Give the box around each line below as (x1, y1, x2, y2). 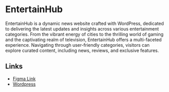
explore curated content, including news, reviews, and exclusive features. (5, 47, 159, 53)
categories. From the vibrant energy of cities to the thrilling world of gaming (5, 31, 164, 37)
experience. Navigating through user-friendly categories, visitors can (5, 42, 150, 48)
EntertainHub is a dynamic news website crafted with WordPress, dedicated (5, 20, 164, 26)
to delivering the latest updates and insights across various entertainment (5, 25, 159, 32)
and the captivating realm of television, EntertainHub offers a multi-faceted (5, 37, 162, 43)
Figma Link (12, 75, 36, 82)
